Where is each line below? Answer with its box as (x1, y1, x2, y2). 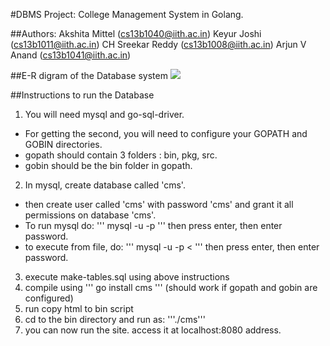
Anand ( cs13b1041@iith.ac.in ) (10, 49, 132, 61)
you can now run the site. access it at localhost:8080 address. (24, 324, 282, 336)
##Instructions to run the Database (10, 89, 155, 101)
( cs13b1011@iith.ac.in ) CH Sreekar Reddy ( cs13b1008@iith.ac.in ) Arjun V (10, 39, 307, 50)
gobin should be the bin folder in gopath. (24, 160, 193, 171)
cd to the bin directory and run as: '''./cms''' (24, 314, 206, 325)
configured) (24, 292, 74, 304)
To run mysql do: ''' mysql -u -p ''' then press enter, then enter (24, 220, 283, 231)
